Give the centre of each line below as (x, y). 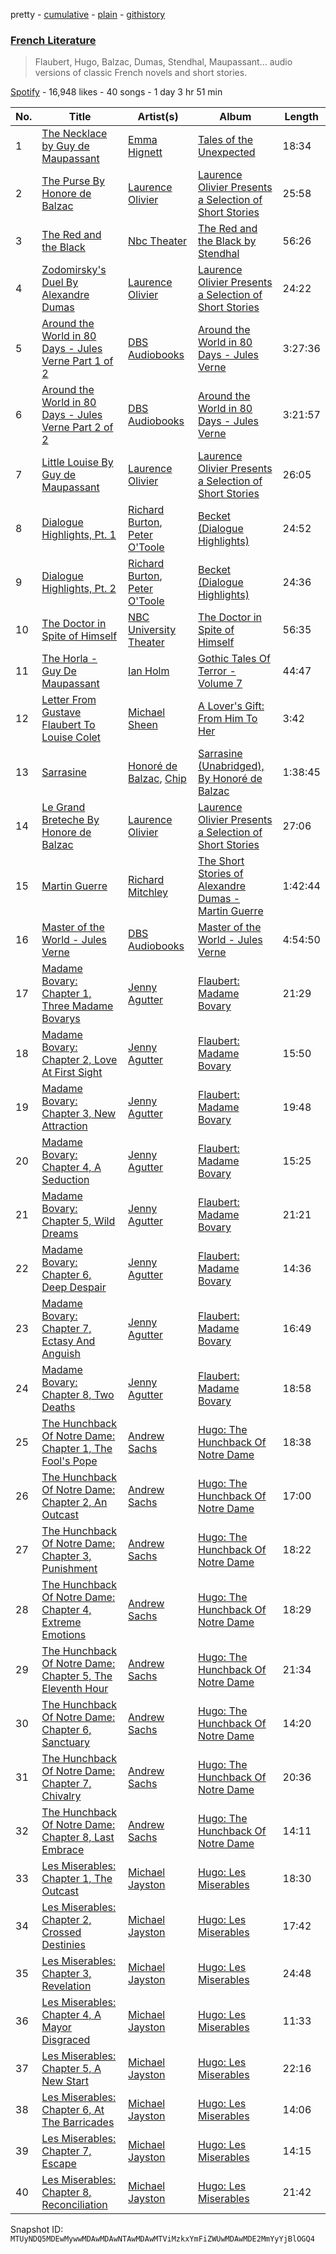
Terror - (217, 671)
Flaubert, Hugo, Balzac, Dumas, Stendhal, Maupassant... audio (163, 62)
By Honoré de (230, 779)
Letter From (69, 700)
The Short (221, 861)
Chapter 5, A (71, 2069)
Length (301, 117)
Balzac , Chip (157, 779)
